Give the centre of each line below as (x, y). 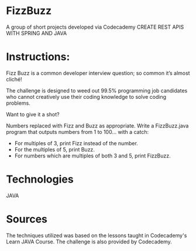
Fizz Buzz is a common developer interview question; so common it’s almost (98, 73)
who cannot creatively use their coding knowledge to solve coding (86, 97)
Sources (27, 219)
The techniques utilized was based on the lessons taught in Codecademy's (97, 235)
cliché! (14, 79)
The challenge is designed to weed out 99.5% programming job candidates (97, 90)
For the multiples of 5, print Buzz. (55, 149)
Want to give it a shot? (33, 114)
